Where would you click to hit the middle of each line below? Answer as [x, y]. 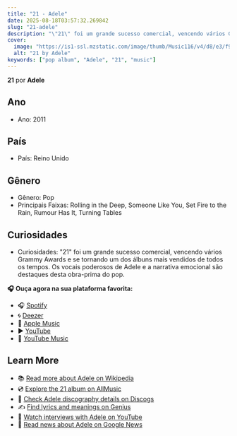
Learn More [33, 361]
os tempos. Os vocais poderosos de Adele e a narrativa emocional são [120, 267]
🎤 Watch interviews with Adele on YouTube [80, 417]
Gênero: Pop [36, 198]
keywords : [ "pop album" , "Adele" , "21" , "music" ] [82, 60]
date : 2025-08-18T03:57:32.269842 [58, 20]
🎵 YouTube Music [43, 338]
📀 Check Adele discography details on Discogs [86, 399]
